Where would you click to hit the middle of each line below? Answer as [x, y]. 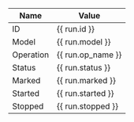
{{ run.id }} [76, 29]
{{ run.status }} [84, 68]
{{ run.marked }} [86, 80]
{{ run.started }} [85, 93]
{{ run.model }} [84, 42]
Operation [31, 55]
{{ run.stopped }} [87, 106]
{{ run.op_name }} [89, 55]
